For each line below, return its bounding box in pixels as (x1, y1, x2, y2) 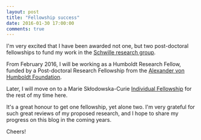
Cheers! (6, 128, 26, 135)
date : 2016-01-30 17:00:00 (6, 20, 74, 26)
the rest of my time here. (6, 92, 68, 99)
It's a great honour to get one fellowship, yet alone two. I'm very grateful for (6, 104, 196, 111)
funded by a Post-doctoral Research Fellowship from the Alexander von (6, 67, 185, 75)
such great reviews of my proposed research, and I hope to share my (6, 110, 179, 117)
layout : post (6, 8, 39, 15)
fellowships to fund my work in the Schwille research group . (6, 49, 156, 56)
